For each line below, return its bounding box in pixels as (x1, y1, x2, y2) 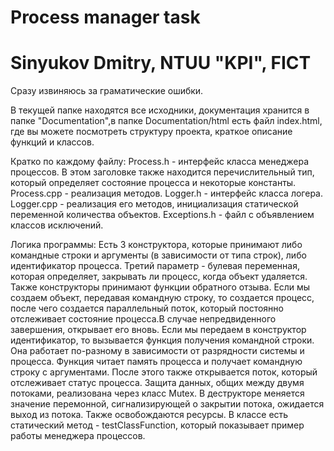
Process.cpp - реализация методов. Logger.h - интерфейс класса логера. (10, 187, 323, 200)
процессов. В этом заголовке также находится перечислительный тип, (10, 166, 315, 178)
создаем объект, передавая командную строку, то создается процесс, (10, 292, 315, 304)
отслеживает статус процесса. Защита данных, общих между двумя (10, 377, 305, 389)
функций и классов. (10, 136, 95, 148)
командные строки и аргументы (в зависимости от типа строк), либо (10, 249, 307, 261)
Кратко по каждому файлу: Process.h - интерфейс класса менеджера (10, 156, 310, 168)
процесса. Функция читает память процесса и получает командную (10, 356, 303, 368)
